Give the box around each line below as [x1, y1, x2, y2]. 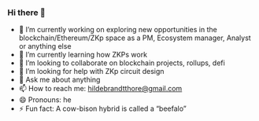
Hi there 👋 [7, 7, 46, 18]
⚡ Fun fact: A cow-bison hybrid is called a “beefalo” [18, 104, 187, 113]
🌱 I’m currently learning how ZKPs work [18, 50, 147, 60]
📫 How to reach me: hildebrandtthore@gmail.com [18, 84, 183, 93]
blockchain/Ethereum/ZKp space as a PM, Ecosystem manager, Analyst [18, 33, 251, 42]
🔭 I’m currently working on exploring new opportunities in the [18, 25, 217, 35]
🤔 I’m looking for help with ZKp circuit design [18, 67, 165, 76]
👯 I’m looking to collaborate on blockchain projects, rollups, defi [18, 58, 225, 68]
